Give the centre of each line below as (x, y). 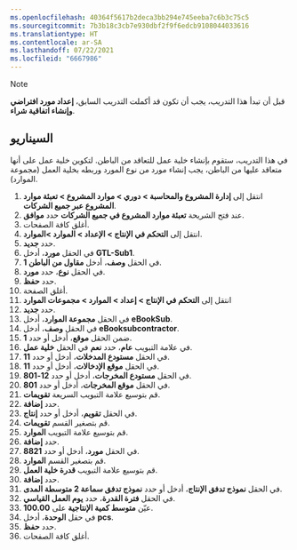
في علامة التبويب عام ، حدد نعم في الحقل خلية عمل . (108, 347)
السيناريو (32, 139)
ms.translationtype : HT (54, 34)
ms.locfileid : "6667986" (56, 59)
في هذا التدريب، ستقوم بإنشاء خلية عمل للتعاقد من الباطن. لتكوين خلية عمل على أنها (149, 160)
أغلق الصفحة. (45, 291)
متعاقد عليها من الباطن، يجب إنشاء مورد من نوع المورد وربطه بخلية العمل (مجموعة (146, 169)
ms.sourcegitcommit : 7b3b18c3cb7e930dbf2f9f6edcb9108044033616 (130, 26)
